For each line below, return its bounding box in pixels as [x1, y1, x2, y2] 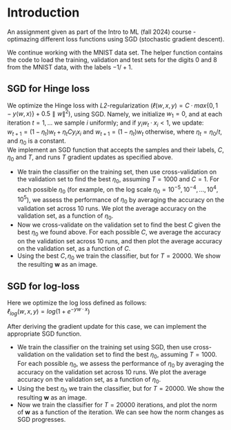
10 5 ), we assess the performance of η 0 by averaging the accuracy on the [17, 194, 225, 205]
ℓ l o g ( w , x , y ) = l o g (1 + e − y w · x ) [7, 306, 90, 317]
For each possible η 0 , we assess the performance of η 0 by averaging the [17, 359, 225, 369]
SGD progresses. [17, 415, 66, 423]
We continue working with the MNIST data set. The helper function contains [7, 48, 223, 57]
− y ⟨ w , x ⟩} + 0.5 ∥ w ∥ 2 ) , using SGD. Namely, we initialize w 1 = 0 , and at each [7, 108, 223, 120]
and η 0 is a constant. [7, 136, 67, 146]
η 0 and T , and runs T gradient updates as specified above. [7, 153, 174, 163]
